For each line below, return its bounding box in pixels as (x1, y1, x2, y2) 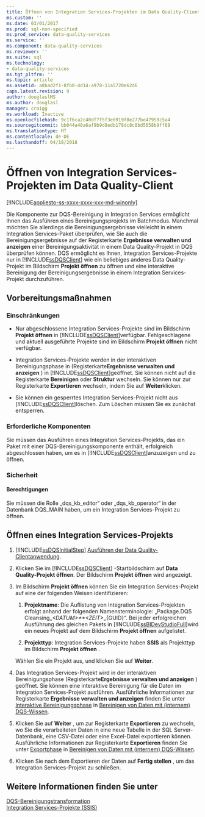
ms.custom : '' (6, 15, 43, 21)
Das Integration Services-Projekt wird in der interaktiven (15, 669, 157, 676)
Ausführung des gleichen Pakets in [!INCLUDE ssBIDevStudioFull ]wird (24, 620, 199, 628)
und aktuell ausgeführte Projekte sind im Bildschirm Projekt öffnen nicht (15, 338, 197, 345)
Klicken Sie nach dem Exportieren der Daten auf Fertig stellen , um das (15, 757, 195, 765)
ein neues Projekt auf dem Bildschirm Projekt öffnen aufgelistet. (24, 627, 186, 634)
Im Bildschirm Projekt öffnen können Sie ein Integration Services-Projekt (15, 583, 199, 590)
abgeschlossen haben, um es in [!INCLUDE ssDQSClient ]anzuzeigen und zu (6, 449, 196, 456)
